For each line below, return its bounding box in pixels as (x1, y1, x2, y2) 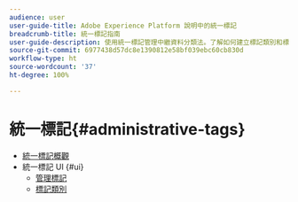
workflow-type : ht (9, 54, 77, 63)
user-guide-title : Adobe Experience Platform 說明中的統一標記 (9, 21, 238, 30)
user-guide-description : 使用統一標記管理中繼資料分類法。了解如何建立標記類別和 (9, 37, 283, 47)
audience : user (9, 12, 66, 22)
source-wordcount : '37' (9, 63, 98, 72)
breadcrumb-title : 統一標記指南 (9, 29, 122, 38)
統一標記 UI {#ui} (21, 161, 84, 172)
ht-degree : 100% (9, 71, 69, 80)
